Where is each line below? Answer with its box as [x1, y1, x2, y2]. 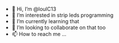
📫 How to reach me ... [11, 31, 67, 37]
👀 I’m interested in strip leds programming [11, 12, 114, 19]
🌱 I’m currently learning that [11, 18, 80, 24]
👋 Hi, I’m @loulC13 [11, 6, 57, 12]
